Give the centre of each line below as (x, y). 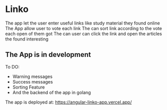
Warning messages (32, 76)
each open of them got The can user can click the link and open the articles (84, 33)
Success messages (33, 81)
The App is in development (48, 55)
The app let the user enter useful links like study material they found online (82, 23)
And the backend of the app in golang (52, 92)
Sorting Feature (29, 87)
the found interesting (27, 39)
